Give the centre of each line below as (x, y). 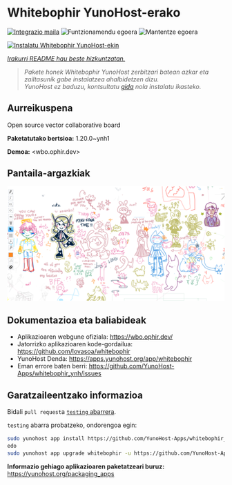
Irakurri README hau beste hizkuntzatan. (66, 58)
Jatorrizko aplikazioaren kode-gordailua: (75, 344)
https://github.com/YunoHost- (132, 366)
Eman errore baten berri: (52, 366)
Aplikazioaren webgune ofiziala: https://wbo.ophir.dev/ (95, 337)
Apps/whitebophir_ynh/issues (59, 373)
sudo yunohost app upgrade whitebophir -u (69, 453)
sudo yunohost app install (46, 438)
